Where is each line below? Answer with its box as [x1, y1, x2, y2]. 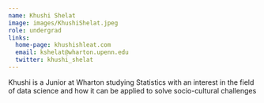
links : [8, 33, 30, 42]
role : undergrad [8, 26, 62, 34]
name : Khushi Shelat [8, 11, 77, 20]
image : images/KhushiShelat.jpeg [8, 19, 119, 27]
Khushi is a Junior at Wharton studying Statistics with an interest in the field [8, 77, 255, 87]
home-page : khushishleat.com [15, 41, 111, 49]
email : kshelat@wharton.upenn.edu [15, 48, 129, 56]
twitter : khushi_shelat [15, 56, 93, 64]
